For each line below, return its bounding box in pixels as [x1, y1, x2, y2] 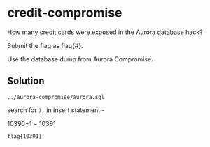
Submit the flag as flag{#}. [7, 41, 83, 49]
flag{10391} [7, 132, 42, 140]
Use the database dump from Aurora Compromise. [7, 54, 153, 63]
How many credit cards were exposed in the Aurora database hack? [7, 28, 203, 36]
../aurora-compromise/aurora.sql [7, 93, 105, 100]
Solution [7, 75, 45, 87]
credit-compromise [7, 5, 122, 21]
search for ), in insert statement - [7, 106, 105, 114]
